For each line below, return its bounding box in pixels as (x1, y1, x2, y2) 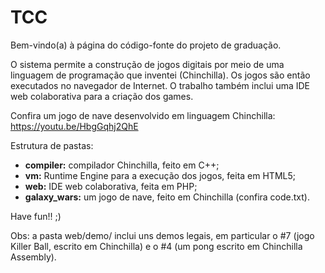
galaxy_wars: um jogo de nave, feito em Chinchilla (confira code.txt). (24, 191, 310, 203)
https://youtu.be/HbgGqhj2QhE (10, 120, 139, 132)
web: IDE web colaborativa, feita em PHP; (24, 180, 198, 192)
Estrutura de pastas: (10, 139, 94, 151)
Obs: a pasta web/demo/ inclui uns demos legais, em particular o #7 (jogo (10, 229, 315, 241)
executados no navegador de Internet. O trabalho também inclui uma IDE (10, 79, 311, 91)
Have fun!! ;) (10, 210, 62, 222)
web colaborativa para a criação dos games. (10, 90, 194, 102)
